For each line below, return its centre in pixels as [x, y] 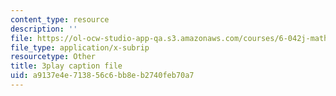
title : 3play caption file [66, 66]
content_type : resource [60, 19]
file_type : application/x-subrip [80, 47]
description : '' [44, 29]
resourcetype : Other [53, 57]
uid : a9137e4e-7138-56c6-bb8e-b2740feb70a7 [102, 76]
